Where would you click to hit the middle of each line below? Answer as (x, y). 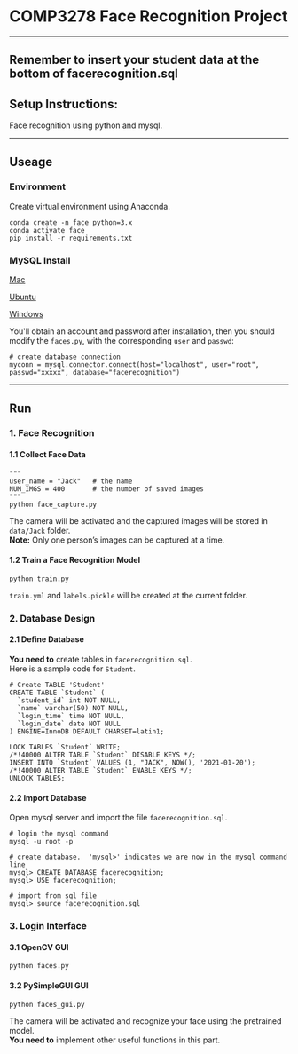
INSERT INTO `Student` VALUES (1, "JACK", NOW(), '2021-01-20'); (132, 762)
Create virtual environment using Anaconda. (90, 206)
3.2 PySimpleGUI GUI (49, 985)
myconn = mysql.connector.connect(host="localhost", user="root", (134, 365)
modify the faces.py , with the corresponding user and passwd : (122, 341)
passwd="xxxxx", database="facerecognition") (94, 373)
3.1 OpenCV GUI (39, 947)
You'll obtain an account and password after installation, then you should (142, 331)
